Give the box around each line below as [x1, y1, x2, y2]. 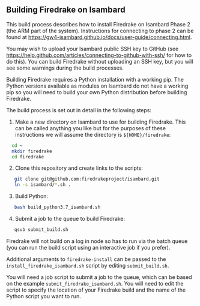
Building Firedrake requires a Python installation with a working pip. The [6, 76, 184, 83]
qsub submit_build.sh [14, 227, 68, 233]
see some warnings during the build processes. [6, 64, 124, 71]
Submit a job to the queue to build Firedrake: [14, 215, 126, 223]
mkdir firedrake [11, 148, 52, 154]
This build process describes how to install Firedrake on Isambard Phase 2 [6, 20, 191, 28]
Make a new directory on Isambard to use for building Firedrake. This [14, 118, 186, 125]
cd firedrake [11, 154, 44, 160]
